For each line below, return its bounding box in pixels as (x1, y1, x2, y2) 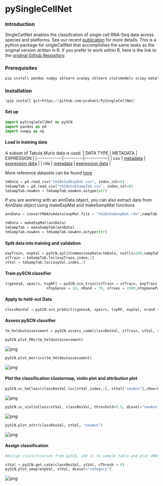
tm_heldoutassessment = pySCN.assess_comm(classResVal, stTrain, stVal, (5, 329, 155, 334)
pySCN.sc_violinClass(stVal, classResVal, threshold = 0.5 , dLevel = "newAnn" (5, 404, 160, 410)
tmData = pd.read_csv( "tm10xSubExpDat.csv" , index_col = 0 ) (5, 179, 125, 184)
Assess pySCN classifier (5, 318, 56, 323)
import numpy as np (5, 129, 45, 133)
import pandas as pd (5, 124, 47, 129)
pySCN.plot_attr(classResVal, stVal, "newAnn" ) (5, 423, 103, 428)
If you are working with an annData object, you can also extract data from (5, 197, 152, 203)
